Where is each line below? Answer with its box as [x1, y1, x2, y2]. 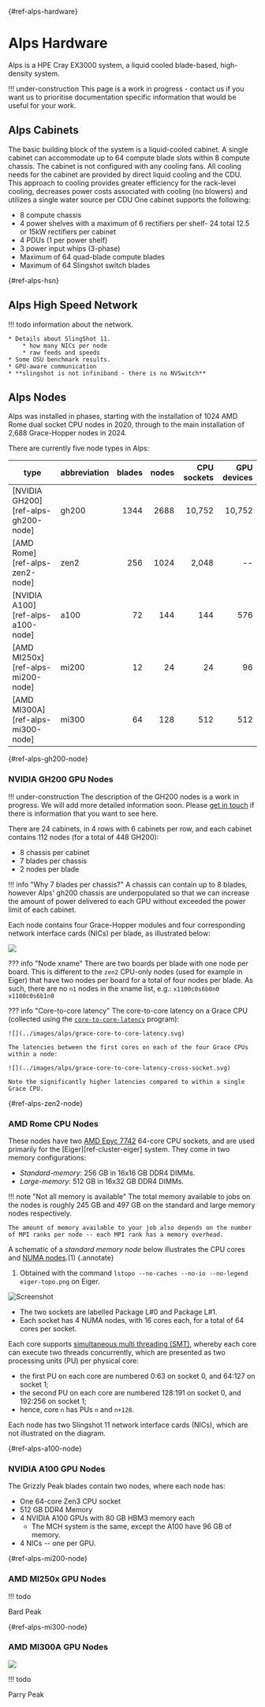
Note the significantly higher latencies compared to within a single [8, 1078, 245, 1085]
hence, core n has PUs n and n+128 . [19, 1404, 135, 1414]
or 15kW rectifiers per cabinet [19, 226, 117, 236]
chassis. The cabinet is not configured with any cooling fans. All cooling [8, 161, 242, 170]
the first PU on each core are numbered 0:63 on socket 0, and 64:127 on [19, 1371, 256, 1380]
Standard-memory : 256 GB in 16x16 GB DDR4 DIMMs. [19, 1167, 196, 1178]
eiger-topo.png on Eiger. [19, 1276, 100, 1286]
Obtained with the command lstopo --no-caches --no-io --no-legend [19, 1268, 248, 1277]
